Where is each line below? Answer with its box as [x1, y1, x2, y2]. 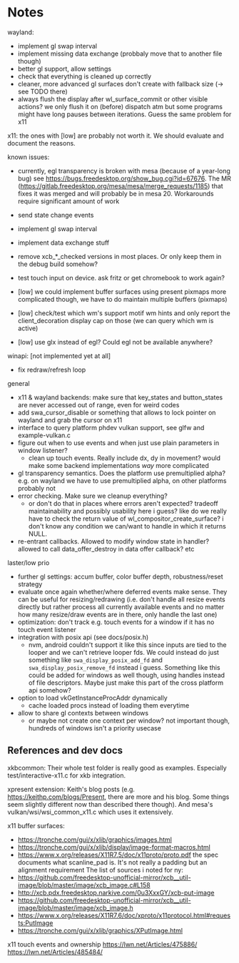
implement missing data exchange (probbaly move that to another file [17, 49, 223, 58]
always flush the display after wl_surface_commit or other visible [17, 94, 208, 103]
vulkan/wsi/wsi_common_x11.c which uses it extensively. [7, 807, 173, 816]
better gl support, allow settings [17, 64, 112, 73]
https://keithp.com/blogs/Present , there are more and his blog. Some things [7, 793, 230, 801]
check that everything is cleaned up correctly [17, 72, 152, 81]
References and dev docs [7, 745, 123, 757]
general [7, 379, 30, 387]
